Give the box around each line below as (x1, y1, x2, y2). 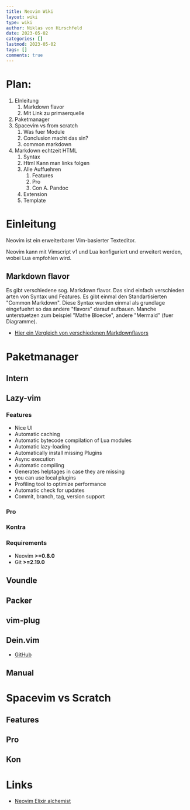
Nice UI (14, 424, 33, 431)
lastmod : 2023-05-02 (6, 42, 57, 48)
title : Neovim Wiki (6, 8, 54, 15)
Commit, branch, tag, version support (14, 492, 105, 500)
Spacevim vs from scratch (14, 122, 78, 129)
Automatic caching (14, 430, 60, 437)
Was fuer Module (23, 128, 65, 135)
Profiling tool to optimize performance (14, 480, 106, 487)
